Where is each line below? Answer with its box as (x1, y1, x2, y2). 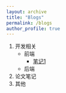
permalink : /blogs (6, 20, 52, 26)
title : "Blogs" (6, 14, 44, 20)
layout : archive (6, 8, 47, 15)
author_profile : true (6, 25, 61, 32)
